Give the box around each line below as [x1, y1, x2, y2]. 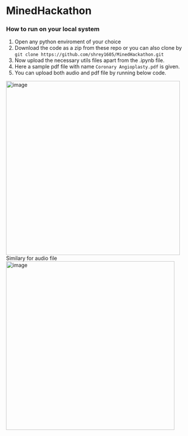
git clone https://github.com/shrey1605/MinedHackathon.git [14, 52, 164, 58]
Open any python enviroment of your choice [14, 38, 121, 45]
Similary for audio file [6, 255, 57, 262]
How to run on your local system [6, 25, 100, 33]
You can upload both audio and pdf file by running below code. [14, 69, 166, 77]
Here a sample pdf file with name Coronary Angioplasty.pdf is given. [14, 63, 180, 70]
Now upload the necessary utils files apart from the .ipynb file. [14, 57, 165, 64]
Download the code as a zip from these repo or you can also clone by [14, 44, 182, 52]
